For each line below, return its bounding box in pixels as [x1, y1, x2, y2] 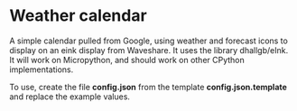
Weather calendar [9, 5, 147, 26]
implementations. [9, 64, 74, 75]
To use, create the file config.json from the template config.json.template [9, 81, 287, 92]
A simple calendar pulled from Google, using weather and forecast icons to [9, 35, 289, 46]
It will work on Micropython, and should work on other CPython [9, 54, 246, 65]
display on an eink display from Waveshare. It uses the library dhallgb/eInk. [9, 44, 289, 55]
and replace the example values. [9, 91, 131, 102]
